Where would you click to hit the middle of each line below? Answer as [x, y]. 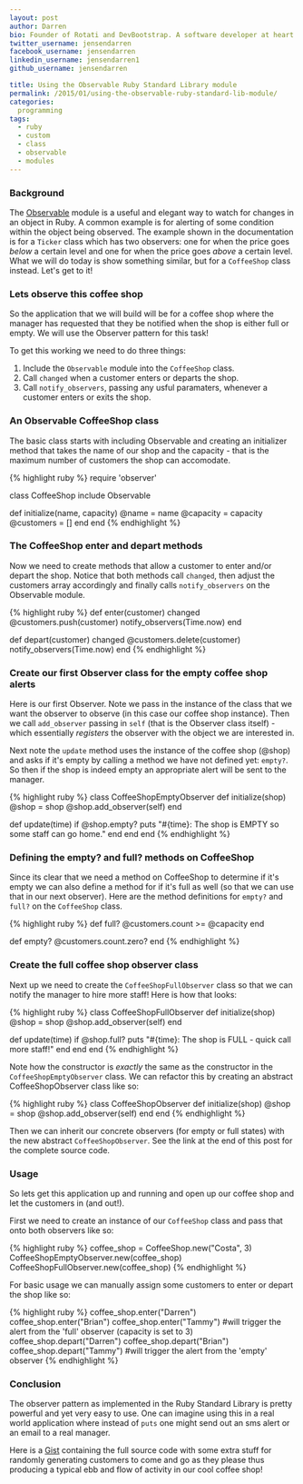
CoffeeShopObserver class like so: [74, 1086]
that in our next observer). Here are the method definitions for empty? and [147, 897]
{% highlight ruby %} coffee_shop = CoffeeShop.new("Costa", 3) [131, 1248]
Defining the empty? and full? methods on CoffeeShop [132, 858]
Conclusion [35, 1384]
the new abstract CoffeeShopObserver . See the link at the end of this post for [151, 1140]
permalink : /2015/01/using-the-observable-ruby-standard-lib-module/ [144, 93]
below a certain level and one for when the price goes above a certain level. [151, 251]
